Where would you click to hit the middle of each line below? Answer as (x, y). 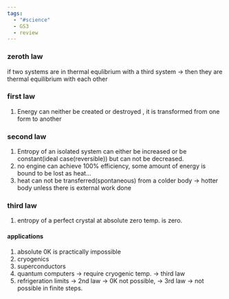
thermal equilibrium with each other (57, 79)
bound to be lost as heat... (54, 174)
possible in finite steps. (50, 288)
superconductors (42, 266)
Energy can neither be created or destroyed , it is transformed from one (118, 111)
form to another (39, 119)
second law (27, 136)
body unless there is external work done (74, 188)
